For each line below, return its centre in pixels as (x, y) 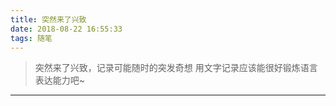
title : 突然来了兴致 (48, 19)
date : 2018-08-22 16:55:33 (66, 29)
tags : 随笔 (31, 38)
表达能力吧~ (60, 80)
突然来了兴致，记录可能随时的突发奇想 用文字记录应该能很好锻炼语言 (176, 68)
